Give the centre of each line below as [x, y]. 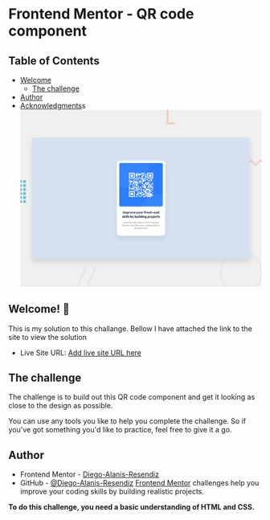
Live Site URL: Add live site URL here [81, 352]
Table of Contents [54, 61]
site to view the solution [47, 337]
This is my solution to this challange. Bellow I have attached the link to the [131, 328]
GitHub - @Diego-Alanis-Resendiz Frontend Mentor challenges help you [139, 483]
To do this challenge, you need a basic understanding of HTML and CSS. [131, 507]
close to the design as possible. [61, 406]
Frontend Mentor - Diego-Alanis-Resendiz [89, 474]
